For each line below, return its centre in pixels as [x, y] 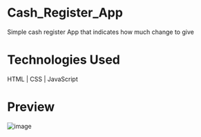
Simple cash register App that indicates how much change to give [101, 32]
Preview [31, 107]
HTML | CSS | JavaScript [42, 79]
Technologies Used [64, 60]
